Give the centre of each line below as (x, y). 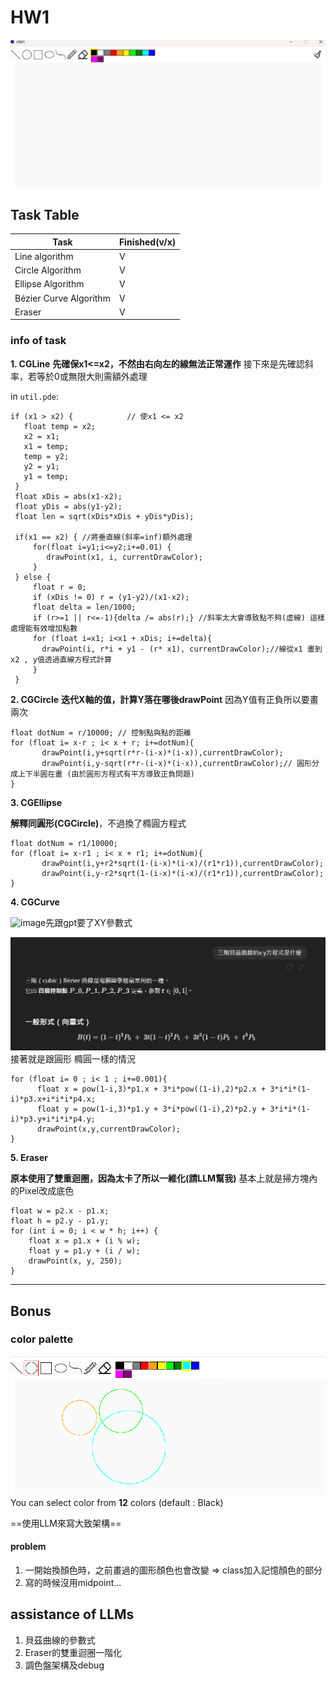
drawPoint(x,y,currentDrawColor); (109, 1129)
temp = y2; (46, 456)
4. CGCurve (35, 902)
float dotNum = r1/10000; (64, 843)
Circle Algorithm (48, 270)
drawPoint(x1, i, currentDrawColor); (124, 557)
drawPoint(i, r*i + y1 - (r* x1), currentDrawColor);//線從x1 (172, 649)
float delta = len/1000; (84, 607)
